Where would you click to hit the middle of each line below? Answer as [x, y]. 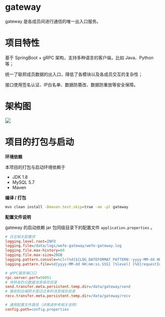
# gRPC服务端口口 [21, 273]
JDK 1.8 [20, 177]
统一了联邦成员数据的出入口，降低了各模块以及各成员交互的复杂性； [74, 74]
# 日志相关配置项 [20, 237]
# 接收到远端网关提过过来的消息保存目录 [40, 291]
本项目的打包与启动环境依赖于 [35, 167]
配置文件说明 [18, 217]
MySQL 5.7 [23, 182]
